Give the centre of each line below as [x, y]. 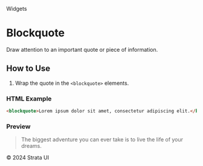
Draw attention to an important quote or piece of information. [82, 49]
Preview [18, 126]
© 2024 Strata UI [28, 158]
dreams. [31, 146]
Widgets [17, 9]
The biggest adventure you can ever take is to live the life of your [102, 140]
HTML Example [29, 99]
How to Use [28, 69]
